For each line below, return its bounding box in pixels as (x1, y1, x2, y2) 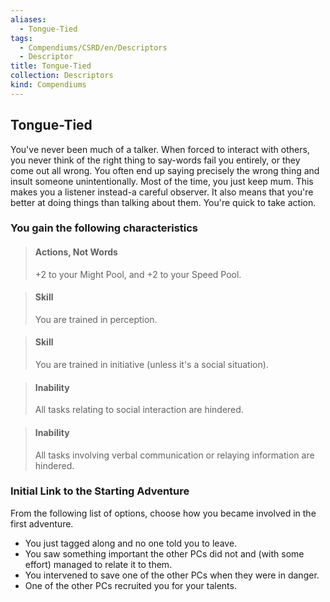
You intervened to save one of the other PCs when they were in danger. (24, 569, 320, 581)
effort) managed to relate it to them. (24, 558, 173, 570)
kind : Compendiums (10, 80, 87, 90)
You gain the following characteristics (10, 221, 199, 235)
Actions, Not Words (34, 246, 118, 258)
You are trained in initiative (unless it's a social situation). (34, 359, 269, 371)
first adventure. (10, 517, 74, 530)
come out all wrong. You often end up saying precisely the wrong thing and (10, 164, 320, 176)
